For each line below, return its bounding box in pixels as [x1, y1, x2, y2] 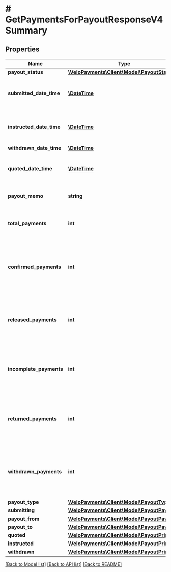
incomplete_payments [8, 366, 64, 373]
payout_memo [8, 193, 43, 199]
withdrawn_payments [8, 468, 62, 475]
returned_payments [8, 415, 57, 422]
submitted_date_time [8, 90, 60, 97]
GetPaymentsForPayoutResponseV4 [5, 14, 163, 25]
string [68, 193, 83, 199]
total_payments [8, 220, 47, 227]
